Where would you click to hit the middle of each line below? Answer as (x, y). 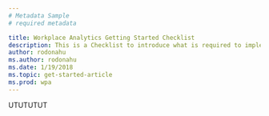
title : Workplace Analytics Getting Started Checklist (102, 38)
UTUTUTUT (28, 105)
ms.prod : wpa (30, 82)
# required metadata (43, 23)
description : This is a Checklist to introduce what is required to (125, 45)
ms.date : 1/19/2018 (41, 68)
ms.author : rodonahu (43, 60)
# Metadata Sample (39, 16)
